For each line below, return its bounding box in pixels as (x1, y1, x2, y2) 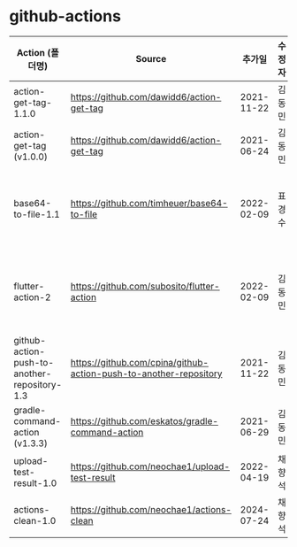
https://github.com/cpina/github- (70, 356, 209, 368)
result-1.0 (13, 476, 57, 489)
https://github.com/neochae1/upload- (70, 460, 231, 473)
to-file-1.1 (13, 208, 60, 220)
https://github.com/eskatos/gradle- (70, 414, 219, 427)
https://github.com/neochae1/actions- (70, 503, 232, 515)
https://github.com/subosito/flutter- (70, 280, 220, 292)
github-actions (9, 6, 122, 27)
